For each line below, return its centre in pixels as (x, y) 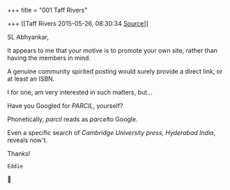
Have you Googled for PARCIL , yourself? (65, 106)
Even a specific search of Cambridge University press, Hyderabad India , (112, 133)
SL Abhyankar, (28, 37)
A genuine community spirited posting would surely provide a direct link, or (115, 71)
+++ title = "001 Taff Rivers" (47, 10)
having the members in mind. (49, 58)
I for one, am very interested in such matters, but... (80, 92)
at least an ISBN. (31, 79)
